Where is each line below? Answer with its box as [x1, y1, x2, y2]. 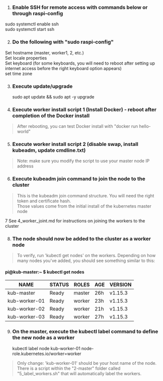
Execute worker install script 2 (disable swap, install [12, 141, 139, 148]
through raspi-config [12, 10, 63, 17]
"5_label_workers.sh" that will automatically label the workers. [17, 370, 142, 376]
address [17, 163, 34, 169]
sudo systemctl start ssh [5, 26, 55, 32]
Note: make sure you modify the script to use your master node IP [17, 158, 150, 164]
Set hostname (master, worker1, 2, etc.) [5, 49, 84, 55]
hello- [139, 123, 151, 129]
